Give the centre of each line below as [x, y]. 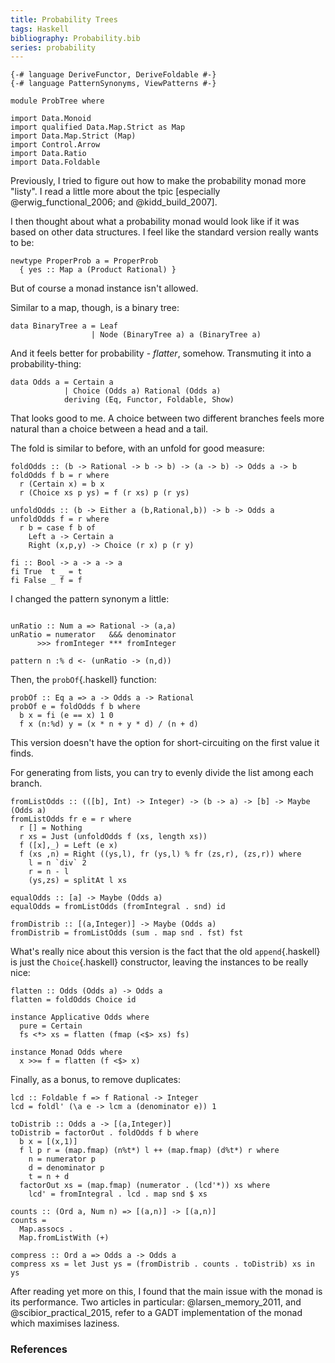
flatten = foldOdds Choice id [73, 1000]
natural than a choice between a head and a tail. [109, 429]
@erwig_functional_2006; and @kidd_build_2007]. [114, 202]
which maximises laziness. [65, 1323]
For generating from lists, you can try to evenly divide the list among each [162, 773]
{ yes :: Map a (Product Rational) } [98, 270]
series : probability [53, 47]
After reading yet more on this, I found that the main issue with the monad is [166, 1292]
